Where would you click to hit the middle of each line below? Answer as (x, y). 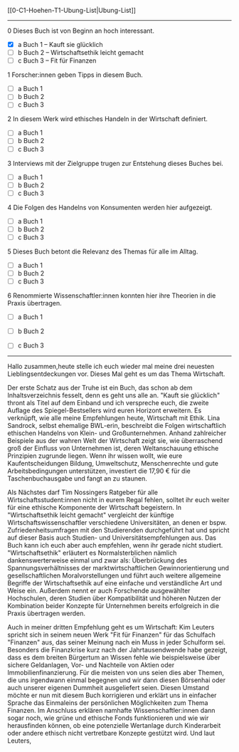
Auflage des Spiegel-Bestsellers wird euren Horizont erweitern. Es (105, 411)
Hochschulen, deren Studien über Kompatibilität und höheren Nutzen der (115, 598)
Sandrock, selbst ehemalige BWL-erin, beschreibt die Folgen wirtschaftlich (117, 426)
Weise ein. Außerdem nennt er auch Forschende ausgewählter (99, 591)
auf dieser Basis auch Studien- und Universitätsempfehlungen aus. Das (112, 538)
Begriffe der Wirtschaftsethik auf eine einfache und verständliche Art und (115, 583)
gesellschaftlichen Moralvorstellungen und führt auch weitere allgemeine (114, 575)
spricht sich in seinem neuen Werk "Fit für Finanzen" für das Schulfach (111, 635)
